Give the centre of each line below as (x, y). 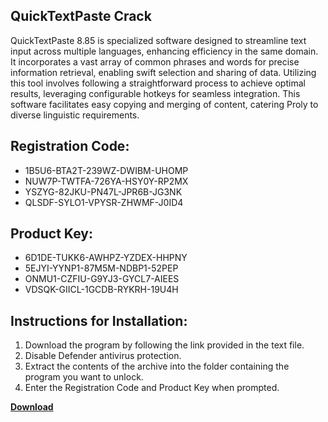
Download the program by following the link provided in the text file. (164, 345)
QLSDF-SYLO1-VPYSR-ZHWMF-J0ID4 (104, 202)
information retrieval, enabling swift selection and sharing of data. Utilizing (163, 72)
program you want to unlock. (84, 377)
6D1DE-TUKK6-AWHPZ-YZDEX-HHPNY (106, 258)
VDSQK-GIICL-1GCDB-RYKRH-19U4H (101, 290)
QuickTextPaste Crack (81, 16)
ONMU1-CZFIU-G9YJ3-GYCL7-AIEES (102, 279)
